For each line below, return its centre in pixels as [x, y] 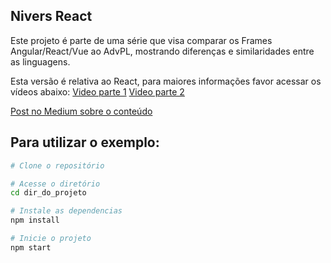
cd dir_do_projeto [48, 193]
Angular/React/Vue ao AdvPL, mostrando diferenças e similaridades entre [162, 51]
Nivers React [51, 16]
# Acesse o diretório [55, 184]
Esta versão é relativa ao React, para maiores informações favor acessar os [166, 81]
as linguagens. [40, 61]
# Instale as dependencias [66, 211]
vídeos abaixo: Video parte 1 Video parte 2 [97, 91]
